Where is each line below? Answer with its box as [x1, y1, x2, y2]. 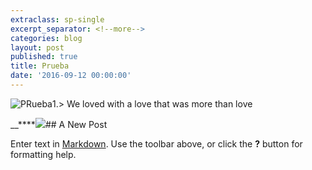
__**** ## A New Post [10, 118, 108, 130]
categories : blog [10, 33, 83, 43]
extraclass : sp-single [10, 14, 105, 25]
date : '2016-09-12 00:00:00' [10, 71, 132, 81]
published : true [10, 52, 78, 62]
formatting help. [10, 148, 77, 160]
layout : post [10, 42, 65, 53]
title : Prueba [10, 61, 70, 71]
